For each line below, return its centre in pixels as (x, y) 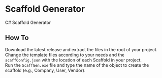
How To (17, 38)
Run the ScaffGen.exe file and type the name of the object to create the (77, 65)
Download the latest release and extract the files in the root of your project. (81, 49)
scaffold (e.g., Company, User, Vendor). (45, 70)
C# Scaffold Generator (28, 22)
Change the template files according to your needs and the (65, 55)
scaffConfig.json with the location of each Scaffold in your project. (73, 60)
